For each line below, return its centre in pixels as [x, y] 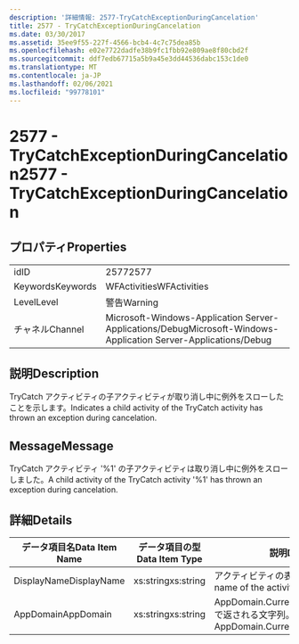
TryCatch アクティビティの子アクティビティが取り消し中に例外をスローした [147, 397]
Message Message [61, 446]
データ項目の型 [169, 547]
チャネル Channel [49, 329]
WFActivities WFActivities [157, 286]
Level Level [36, 301]
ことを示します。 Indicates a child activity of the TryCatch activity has [136, 408]
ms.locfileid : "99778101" [57, 92]
